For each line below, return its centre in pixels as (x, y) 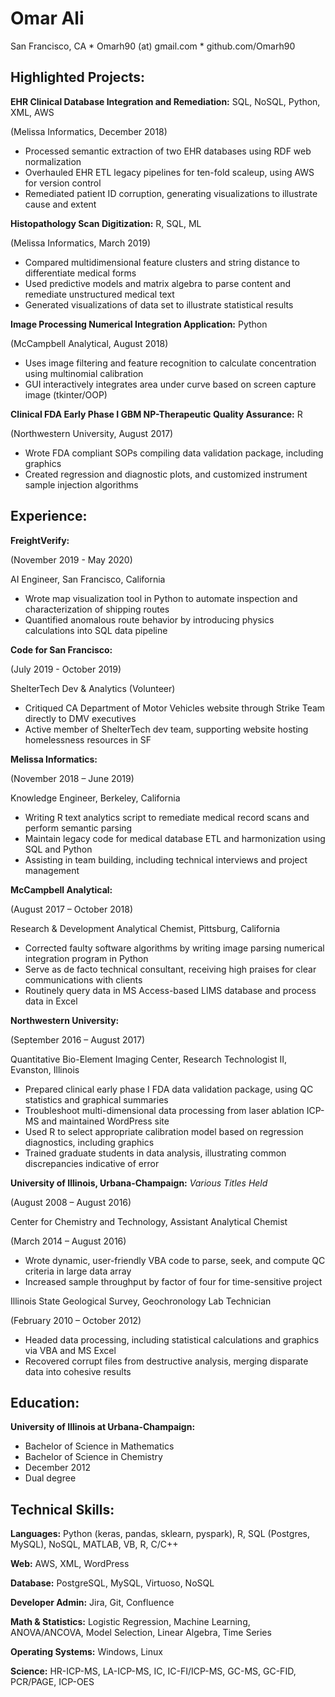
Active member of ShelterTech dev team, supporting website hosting (166, 729)
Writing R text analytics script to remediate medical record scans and (167, 817)
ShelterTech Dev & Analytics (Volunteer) (93, 688)
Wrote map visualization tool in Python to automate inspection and (161, 598)
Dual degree (50, 1478)
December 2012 (58, 1468)
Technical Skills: (62, 1509)
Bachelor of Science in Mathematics (99, 1446)
